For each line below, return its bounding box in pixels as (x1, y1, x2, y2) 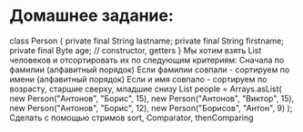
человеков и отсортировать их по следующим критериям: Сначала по (9, 54, 285, 65)
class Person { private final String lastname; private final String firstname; (9, 35, 285, 46)
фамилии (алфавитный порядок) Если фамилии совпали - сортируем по (9, 64, 290, 75)
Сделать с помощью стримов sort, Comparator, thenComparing (9, 112, 254, 123)
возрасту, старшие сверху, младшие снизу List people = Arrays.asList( (9, 83, 282, 94)
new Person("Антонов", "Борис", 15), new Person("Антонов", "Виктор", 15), (9, 92, 295, 104)
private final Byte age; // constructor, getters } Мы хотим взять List (9, 44, 262, 55)
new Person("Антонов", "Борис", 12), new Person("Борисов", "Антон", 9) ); (9, 102, 293, 113)
